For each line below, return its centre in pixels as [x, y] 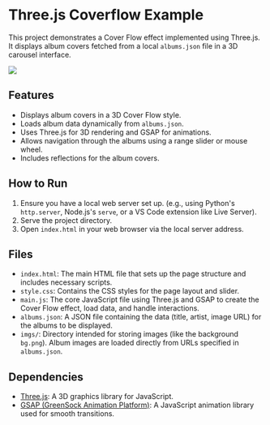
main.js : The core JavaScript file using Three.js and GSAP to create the [139, 300]
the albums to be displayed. [66, 325]
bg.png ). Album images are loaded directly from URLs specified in [129, 343]
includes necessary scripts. [66, 282]
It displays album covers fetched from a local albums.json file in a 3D [123, 45]
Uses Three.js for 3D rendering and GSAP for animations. [116, 132]
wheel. [31, 149]
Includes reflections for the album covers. [90, 158]
